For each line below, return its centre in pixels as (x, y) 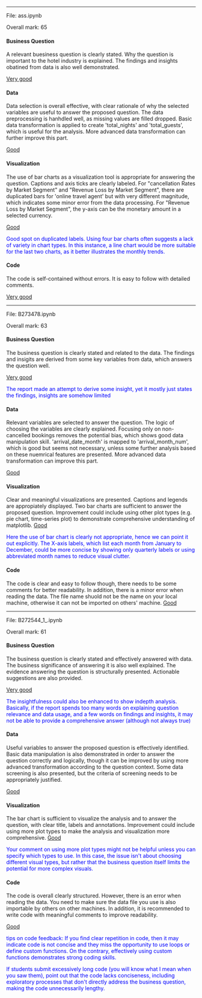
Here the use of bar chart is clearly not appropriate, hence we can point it (97, 537)
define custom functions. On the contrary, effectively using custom (89, 951)
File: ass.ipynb (24, 15)
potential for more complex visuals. (50, 869)
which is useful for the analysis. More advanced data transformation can (96, 132)
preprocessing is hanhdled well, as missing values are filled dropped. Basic (99, 119)
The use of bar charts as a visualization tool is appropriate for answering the (101, 177)
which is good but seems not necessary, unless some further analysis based (101, 448)
